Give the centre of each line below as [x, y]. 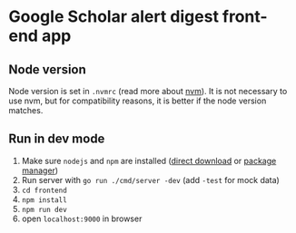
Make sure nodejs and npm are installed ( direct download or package [149, 160]
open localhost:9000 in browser [82, 218]
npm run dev [44, 209]
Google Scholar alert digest [114, 17]
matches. [26, 110]
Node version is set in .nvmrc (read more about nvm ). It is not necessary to [148, 91]
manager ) [40, 170]
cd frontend [44, 190]
